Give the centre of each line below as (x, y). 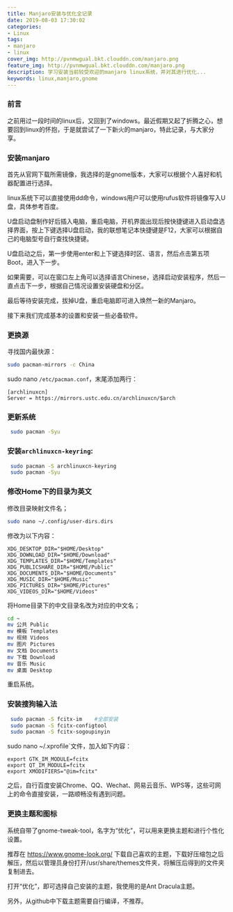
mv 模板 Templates (33, 631)
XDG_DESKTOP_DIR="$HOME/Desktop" (56, 549)
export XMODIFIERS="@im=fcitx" (53, 772)
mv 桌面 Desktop (30, 670)
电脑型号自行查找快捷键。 (56, 238)
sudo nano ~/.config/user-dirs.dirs (60, 521)
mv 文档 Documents (33, 651)
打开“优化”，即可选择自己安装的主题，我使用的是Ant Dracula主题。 (103, 886)
